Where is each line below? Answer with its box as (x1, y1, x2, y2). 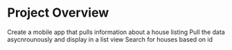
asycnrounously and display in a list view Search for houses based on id (7, 35, 213, 43)
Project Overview (7, 5, 109, 21)
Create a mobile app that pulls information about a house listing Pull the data (7, 28, 225, 36)
